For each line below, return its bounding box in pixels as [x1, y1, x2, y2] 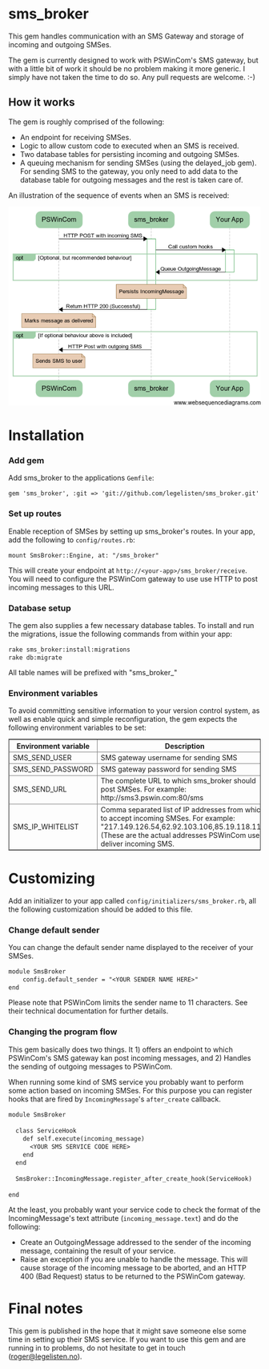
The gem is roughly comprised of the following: [8, 117, 165, 127]
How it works [8, 95, 75, 109]
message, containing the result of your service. [19, 1246, 176, 1255]
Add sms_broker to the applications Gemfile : [8, 473, 155, 483]
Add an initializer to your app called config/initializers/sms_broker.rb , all [8, 896, 256, 906]
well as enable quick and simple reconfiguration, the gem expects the [8, 715, 238, 724]
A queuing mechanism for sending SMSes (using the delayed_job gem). [19, 158, 257, 167]
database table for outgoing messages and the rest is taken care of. [19, 175, 243, 184]
